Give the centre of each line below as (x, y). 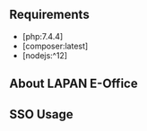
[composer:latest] (55, 46)
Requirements (49, 15)
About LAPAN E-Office (73, 84)
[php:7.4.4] (43, 36)
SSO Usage (41, 114)
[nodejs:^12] (45, 55)
